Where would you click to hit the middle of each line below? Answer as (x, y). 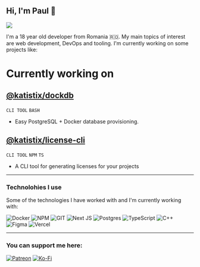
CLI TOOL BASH (23, 110)
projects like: (22, 49)
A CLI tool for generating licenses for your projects (77, 166)
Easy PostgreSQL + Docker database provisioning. (76, 121)
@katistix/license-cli (46, 140)
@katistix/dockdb (40, 96)
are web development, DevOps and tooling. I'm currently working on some (97, 43)
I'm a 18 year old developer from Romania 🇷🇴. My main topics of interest (96, 36)
